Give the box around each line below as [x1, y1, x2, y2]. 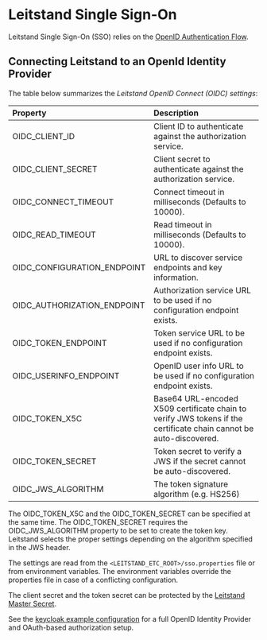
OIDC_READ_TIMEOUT [12, 229, 97, 240]
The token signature [153, 479, 229, 490]
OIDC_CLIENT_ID [12, 130, 75, 142]
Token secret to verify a [153, 445, 242, 456]
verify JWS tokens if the [153, 413, 243, 424]
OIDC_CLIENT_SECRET [12, 163, 98, 174]
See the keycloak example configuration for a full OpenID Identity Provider [8, 614, 252, 623]
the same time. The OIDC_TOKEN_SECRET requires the [8, 517, 188, 526]
